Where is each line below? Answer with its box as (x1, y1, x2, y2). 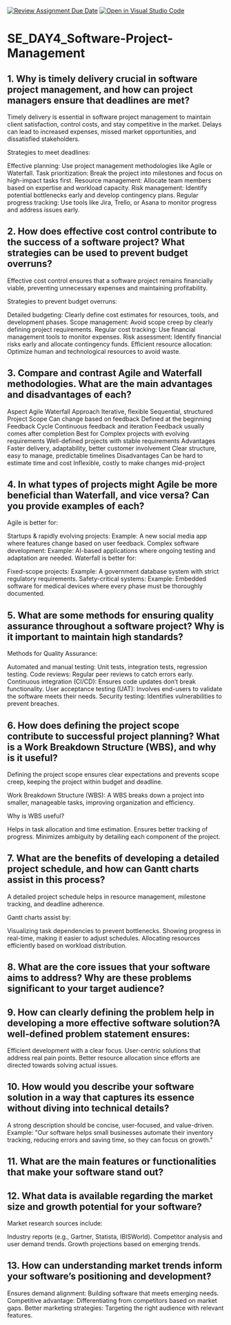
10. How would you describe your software (7, 1081, 194, 1093)
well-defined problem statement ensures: (7, 1028, 190, 1040)
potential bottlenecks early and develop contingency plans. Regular (7, 191, 199, 199)
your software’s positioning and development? (7, 1270, 212, 1282)
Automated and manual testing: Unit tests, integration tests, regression (7, 663, 208, 671)
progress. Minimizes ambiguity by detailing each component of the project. (7, 833, 221, 841)
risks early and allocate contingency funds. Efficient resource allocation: (7, 339, 212, 348)
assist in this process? (7, 874, 106, 886)
